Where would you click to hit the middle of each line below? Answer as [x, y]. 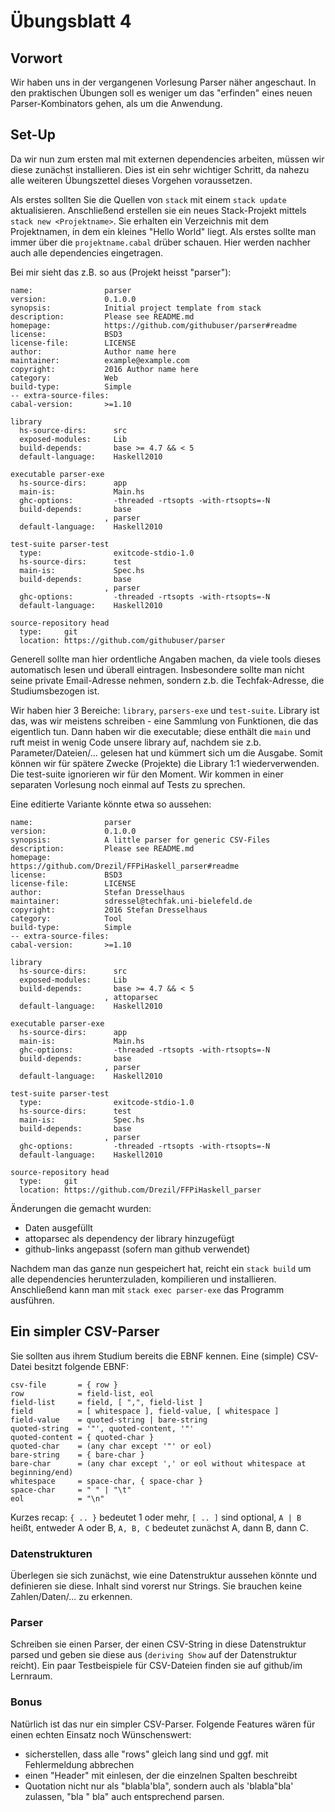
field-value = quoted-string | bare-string [109, 1420]
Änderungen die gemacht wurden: [81, 1208]
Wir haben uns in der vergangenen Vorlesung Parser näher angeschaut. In [163, 82]
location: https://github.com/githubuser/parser [122, 640]
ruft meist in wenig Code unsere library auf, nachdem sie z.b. [136, 742]
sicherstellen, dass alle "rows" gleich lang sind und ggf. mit [146, 1754]
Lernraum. [31, 1676]
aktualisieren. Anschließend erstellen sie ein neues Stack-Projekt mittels [158, 210]
